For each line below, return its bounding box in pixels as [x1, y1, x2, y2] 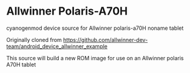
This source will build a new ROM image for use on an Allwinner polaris [6, 54, 184, 61]
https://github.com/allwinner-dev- [63, 36, 148, 43]
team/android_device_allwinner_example [6, 43, 108, 50]
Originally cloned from [6, 36, 62, 43]
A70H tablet [6, 61, 36, 68]
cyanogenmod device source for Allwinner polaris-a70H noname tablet [6, 24, 184, 32]
